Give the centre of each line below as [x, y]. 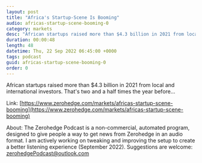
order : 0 [17, 68]
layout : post [23, 12]
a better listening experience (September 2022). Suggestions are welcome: [99, 147]
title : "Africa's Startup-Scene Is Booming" [63, 18]
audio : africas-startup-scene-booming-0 [58, 23]
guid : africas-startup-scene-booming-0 [56, 62]
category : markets [29, 29]
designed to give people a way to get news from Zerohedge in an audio [95, 134]
